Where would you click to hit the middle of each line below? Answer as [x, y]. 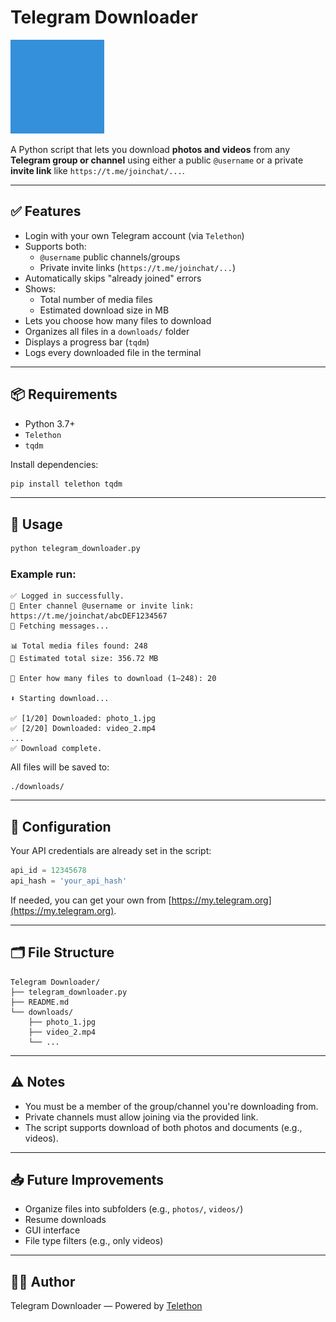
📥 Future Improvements [87, 1180]
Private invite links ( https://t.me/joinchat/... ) [138, 267]
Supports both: [55, 246]
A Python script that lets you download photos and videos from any [150, 149]
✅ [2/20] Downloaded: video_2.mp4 [83, 729]
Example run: [43, 574]
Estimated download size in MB [104, 310]
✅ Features [46, 211]
